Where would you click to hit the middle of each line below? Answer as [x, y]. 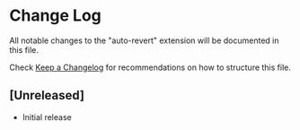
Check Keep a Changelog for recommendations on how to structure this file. [150, 67]
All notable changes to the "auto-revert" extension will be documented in [144, 40]
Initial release [47, 117]
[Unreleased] [47, 95]
